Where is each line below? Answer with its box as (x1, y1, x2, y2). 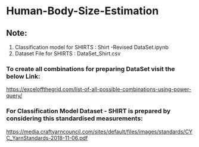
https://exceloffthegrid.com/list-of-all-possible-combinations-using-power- (6, 86, 192, 93)
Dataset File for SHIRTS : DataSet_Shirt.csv (14, 50, 121, 57)
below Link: (6, 72, 41, 80)
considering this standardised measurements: (6, 114, 143, 123)
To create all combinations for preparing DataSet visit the (6, 64, 175, 73)
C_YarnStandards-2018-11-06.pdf (6, 134, 88, 141)
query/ (6, 92, 23, 99)
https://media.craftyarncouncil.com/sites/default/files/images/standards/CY (6, 128, 192, 135)
